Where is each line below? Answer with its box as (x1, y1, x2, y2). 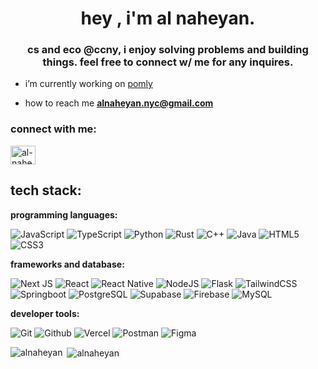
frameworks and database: (10, 258, 125, 270)
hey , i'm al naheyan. (80, 7, 256, 30)
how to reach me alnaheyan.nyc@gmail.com (24, 97, 214, 109)
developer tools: (10, 307, 80, 319)
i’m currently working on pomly (24, 78, 153, 90)
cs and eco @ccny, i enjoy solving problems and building (27, 43, 309, 57)
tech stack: (10, 182, 82, 199)
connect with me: (10, 122, 97, 136)
